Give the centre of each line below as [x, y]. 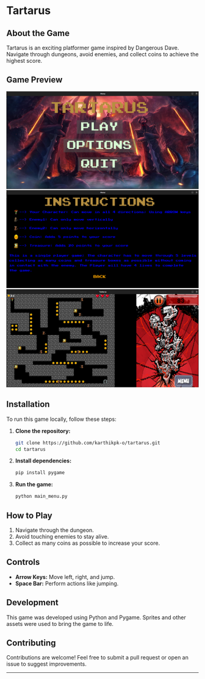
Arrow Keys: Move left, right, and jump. [65, 577]
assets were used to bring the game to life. [60, 623]
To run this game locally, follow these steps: [62, 419]
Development [33, 602]
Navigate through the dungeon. [55, 530]
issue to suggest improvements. [46, 664]
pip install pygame [40, 473]
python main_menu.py [41, 497]
